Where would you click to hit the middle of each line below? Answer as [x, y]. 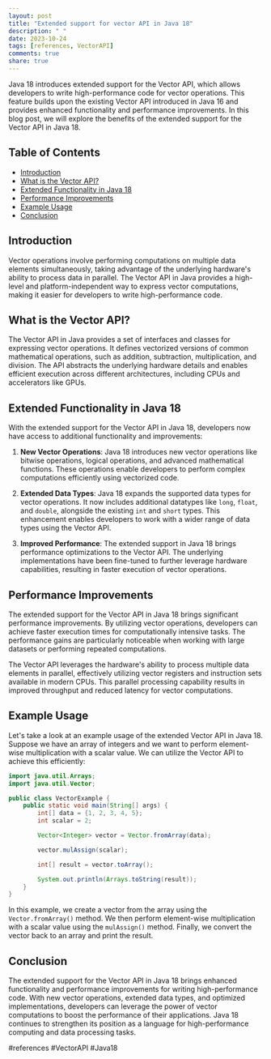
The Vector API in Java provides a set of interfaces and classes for [119, 339]
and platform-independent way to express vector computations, [132, 286]
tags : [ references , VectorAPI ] [61, 46]
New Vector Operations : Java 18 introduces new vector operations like [138, 452]
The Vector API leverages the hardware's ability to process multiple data [129, 664]
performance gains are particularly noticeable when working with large [127, 640]
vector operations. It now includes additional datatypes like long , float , [139, 502]
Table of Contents [55, 153]
